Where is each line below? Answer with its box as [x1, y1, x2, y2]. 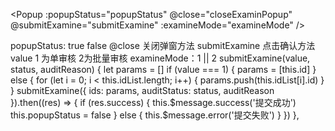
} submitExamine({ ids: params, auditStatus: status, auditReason [10, 85, 275, 96]
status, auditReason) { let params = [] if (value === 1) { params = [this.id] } [10, 64, 317, 75]
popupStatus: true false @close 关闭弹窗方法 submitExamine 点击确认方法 [10, 40, 316, 51]
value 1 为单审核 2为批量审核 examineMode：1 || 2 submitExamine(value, [10, 52, 311, 64]
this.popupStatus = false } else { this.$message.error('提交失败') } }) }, [10, 109, 300, 121]
